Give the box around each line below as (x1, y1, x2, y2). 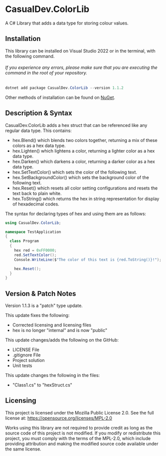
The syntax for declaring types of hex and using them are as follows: (5, 210, 146, 216)
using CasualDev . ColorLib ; (5, 220, 61, 225)
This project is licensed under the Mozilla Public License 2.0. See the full (5, 409, 154, 415)
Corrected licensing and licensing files (12, 322, 91, 328)
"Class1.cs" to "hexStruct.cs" (12, 382, 72, 388)
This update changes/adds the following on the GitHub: (5, 337, 119, 343)
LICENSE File (12, 346, 40, 353)
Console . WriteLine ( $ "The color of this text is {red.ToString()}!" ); (14, 257, 162, 262)
